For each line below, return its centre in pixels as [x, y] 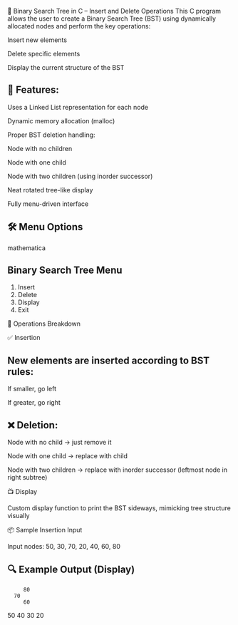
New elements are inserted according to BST [109, 360]
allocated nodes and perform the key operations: [79, 26]
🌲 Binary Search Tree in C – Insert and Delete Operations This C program [114, 11]
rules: [21, 372]
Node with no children [40, 148]
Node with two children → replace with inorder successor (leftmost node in [118, 470]
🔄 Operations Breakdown [44, 324]
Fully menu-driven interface [48, 204]
